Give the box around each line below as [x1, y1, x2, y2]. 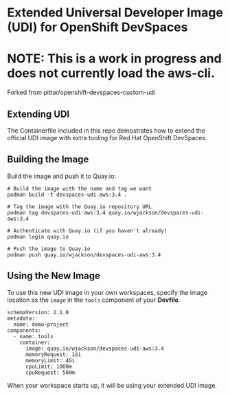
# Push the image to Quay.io [7, 245, 91, 252]
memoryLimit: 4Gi [25, 357, 76, 364]
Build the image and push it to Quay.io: [7, 172, 117, 180]
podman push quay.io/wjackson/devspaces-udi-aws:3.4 [7, 251, 161, 258]
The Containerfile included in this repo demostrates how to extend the [7, 126, 206, 135]
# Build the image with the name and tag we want [7, 185, 152, 192]
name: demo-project [13, 321, 69, 328]
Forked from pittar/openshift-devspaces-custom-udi [7, 88, 156, 97]
